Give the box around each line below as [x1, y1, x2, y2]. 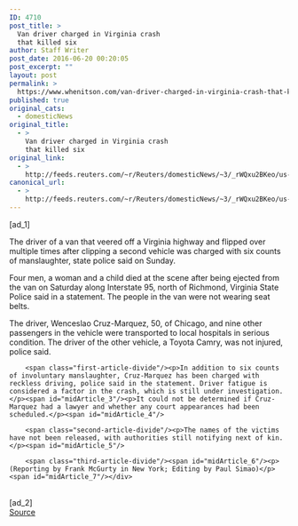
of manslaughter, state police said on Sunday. [9, 255, 176, 266]
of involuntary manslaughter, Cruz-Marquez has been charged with [9, 371, 260, 380]
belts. [9, 300, 30, 311]
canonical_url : [9, 179, 66, 187]
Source [9, 506, 35, 517]
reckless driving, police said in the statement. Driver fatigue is [9, 379, 268, 387]
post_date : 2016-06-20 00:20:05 [9, 54, 129, 63]
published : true [9, 95, 69, 105]
